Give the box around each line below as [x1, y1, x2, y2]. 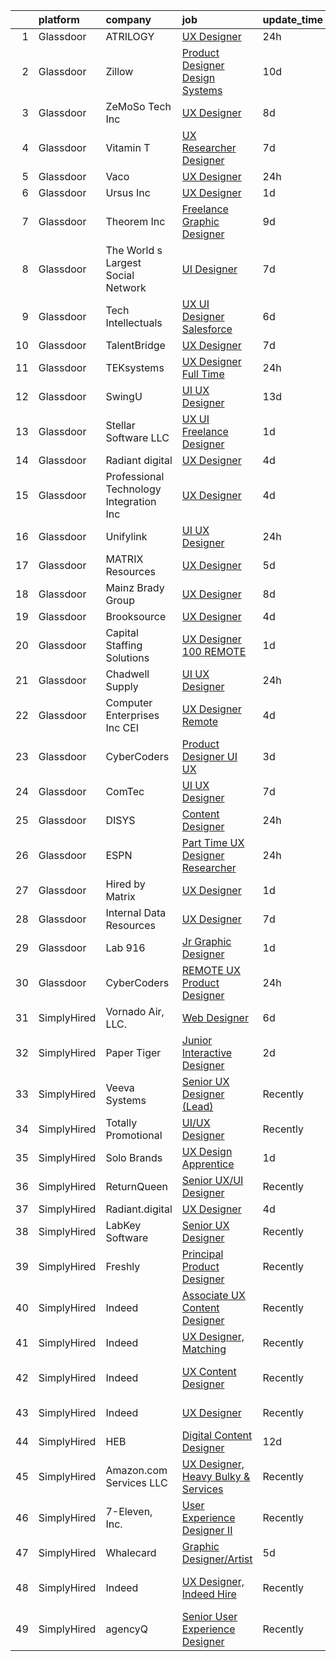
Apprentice [181, 1157, 235, 1171]
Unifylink [105, 530, 148, 543]
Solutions [105, 651, 150, 664]
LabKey [105, 1219, 142, 1232]
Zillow [105, 65, 134, 78]
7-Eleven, [105, 1505, 153, 1518]
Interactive [181, 1046, 233, 1059]
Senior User [181, 1610, 238, 1623]
